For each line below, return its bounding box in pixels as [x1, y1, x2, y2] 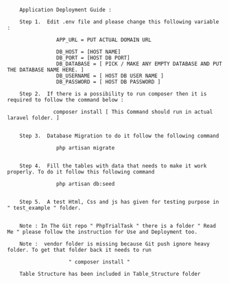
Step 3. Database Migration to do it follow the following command [19, 132, 219, 139]
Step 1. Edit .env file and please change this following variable [19, 19, 219, 25]
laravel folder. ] [7, 115, 60, 121]
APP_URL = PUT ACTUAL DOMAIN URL [56, 36, 152, 43]
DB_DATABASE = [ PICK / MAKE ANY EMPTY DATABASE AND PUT [56, 60, 223, 67]
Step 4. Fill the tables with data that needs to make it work [19, 163, 207, 169]
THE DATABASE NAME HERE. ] [7, 67, 84, 73]
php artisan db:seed [56, 180, 115, 187]
